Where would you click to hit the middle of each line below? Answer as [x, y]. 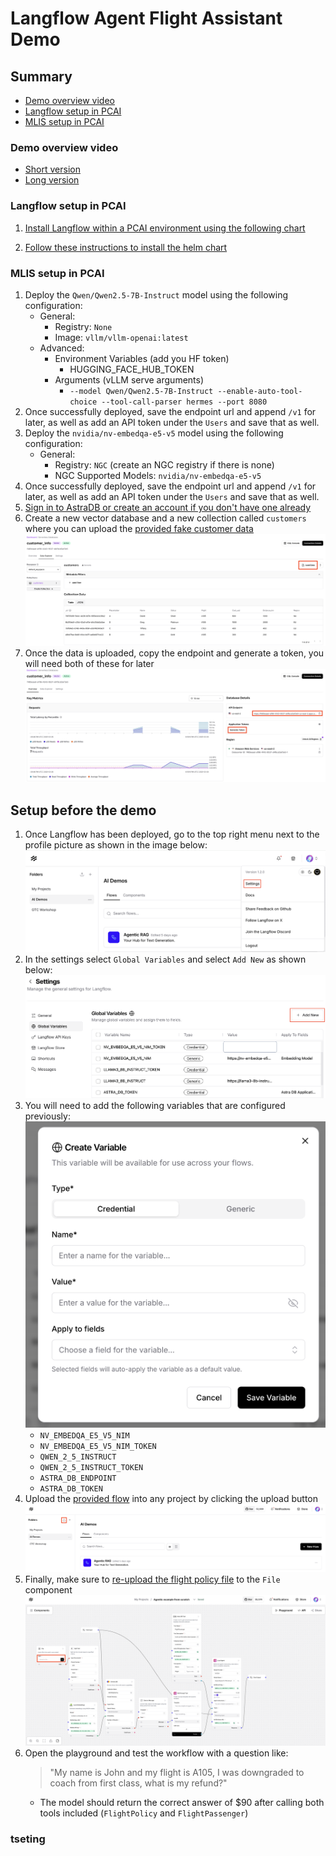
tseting [28, 1839]
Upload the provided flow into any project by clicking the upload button [171, 1498]
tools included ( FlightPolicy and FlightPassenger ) [144, 1813]
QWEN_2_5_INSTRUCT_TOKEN [91, 1467]
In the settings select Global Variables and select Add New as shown [165, 959]
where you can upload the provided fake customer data [139, 528]
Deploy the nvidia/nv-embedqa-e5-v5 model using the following [154, 433]
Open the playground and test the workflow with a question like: [156, 1753]
